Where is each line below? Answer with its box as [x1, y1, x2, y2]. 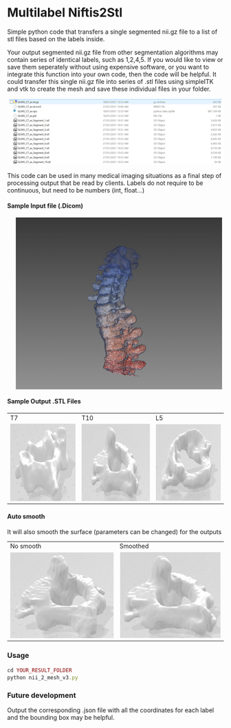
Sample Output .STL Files [7, 397, 81, 406]
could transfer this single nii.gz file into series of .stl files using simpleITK [7, 77, 214, 85]
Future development [7, 691, 76, 701]
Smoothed [119, 542, 149, 551]
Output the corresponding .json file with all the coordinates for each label [7, 706, 214, 714]
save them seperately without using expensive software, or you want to [7, 63, 210, 71]
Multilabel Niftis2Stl [7, 5, 123, 21]
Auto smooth [7, 512, 45, 520]
